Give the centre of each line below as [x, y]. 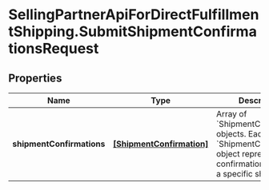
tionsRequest [54, 49]
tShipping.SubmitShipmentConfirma [133, 32]
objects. [231, 134]
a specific [235, 174]
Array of [231, 114]
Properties [35, 78]
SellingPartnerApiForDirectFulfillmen [134, 15]
